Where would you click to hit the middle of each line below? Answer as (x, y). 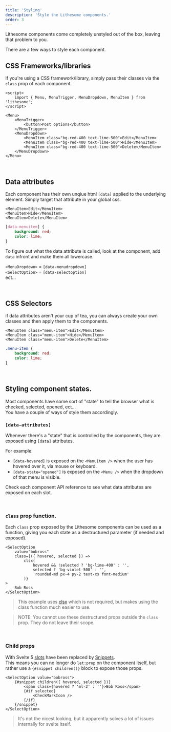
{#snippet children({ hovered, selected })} (63, 682)
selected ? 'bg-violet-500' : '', (69, 570)
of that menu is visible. (37, 477)
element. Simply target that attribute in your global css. (63, 199)
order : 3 (15, 20)
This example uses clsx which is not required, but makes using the (88, 602)
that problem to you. (27, 40)
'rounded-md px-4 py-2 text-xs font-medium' (81, 574)
